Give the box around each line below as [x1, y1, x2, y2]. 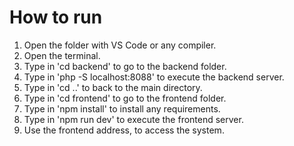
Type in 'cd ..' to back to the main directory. [23, 81, 203, 93]
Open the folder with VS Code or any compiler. [23, 39, 217, 51]
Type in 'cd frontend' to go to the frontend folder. [23, 92, 227, 104]
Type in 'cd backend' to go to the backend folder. [23, 60, 227, 72]
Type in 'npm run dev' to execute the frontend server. [23, 113, 244, 125]
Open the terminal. [23, 49, 101, 61]
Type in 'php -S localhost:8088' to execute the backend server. [23, 71, 285, 83]
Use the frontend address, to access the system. [23, 124, 225, 136]
